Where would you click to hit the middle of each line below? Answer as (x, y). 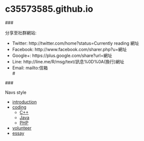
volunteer (22, 128)
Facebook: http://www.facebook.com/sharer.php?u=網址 (70, 49)
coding (19, 107)
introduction (24, 102)
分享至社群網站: (21, 32)
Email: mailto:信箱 (30, 68)
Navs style (16, 92)
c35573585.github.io (49, 9)
